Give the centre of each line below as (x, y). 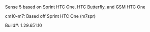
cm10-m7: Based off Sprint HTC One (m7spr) (50, 16)
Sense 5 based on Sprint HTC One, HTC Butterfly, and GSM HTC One (75, 7)
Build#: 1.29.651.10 (24, 25)
